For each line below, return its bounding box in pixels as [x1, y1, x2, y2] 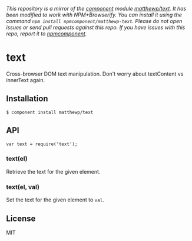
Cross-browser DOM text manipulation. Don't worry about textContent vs [6, 70, 184, 77]
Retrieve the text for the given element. [6, 168, 101, 175]
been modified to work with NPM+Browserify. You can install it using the [6, 11, 183, 18]
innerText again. [6, 76, 45, 83]
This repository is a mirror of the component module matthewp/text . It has [6, 5, 187, 12]
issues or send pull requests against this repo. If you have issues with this [6, 24, 186, 31]
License [6, 213, 36, 223]
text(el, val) [6, 183, 40, 191]
